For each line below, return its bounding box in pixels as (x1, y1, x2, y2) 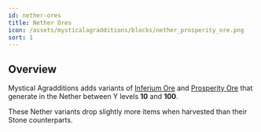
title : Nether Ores (8, 19, 72, 27)
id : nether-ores (8, 11, 61, 20)
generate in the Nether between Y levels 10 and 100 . (8, 92, 178, 101)
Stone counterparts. (8, 115, 73, 125)
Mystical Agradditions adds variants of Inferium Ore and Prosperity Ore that (8, 83, 253, 93)
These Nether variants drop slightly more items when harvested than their (8, 107, 248, 116)
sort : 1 (8, 33, 34, 42)
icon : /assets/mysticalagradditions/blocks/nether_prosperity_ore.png (8, 26, 244, 34)
